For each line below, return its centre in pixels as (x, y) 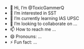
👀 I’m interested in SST (33, 13)
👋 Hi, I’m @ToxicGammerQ (37, 8)
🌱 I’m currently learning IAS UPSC (44, 18)
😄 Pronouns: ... (26, 36)
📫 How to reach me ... (33, 29)
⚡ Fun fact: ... (23, 42)
